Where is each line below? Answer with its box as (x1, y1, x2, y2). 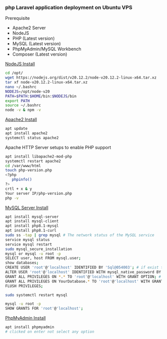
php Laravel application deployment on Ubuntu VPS (5, 4, 133, 11)
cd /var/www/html (5, 163, 41, 168)
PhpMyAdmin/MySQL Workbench (12, 46, 82, 52)
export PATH (5, 98, 30, 103)
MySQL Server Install (5, 204, 49, 210)
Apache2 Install (5, 116, 37, 123)
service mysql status (5, 237, 50, 242)
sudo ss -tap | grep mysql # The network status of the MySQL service (5, 233, 155, 238)
